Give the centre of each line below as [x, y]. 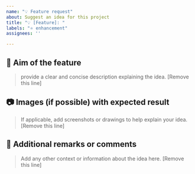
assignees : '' [24, 34]
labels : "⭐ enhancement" [37, 28]
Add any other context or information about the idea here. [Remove [102, 158]
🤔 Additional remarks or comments [71, 144]
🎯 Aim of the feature [44, 63]
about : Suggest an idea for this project [58, 17]
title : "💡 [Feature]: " [35, 22]
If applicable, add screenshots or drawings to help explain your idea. [104, 119]
